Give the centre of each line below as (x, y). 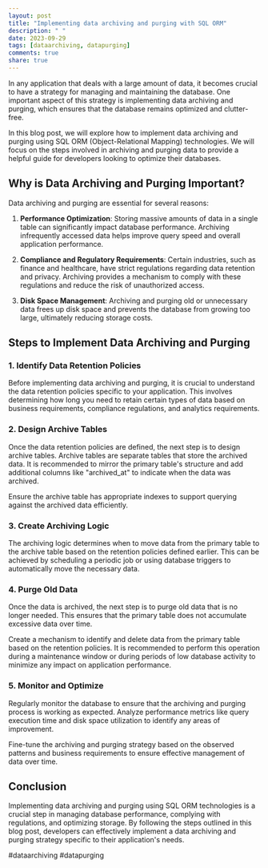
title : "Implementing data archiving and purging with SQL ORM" (118, 23)
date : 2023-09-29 (37, 38)
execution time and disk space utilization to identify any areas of (114, 720)
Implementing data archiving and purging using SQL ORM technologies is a (132, 805)
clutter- (236, 108)
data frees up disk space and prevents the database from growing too (135, 309)
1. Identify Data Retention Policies (75, 365)
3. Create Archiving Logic (59, 526)
